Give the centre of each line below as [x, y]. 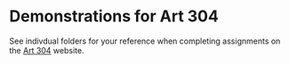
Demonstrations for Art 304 [114, 16]
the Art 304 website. [47, 50]
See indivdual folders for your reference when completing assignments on [145, 41]
